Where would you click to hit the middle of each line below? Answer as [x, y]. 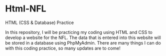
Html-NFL [26, 9]
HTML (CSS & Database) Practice [39, 22]
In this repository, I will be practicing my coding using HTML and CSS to [79, 32]
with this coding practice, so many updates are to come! [63, 48]
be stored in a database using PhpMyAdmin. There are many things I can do [83, 42]
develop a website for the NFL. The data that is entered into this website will [83, 37]
